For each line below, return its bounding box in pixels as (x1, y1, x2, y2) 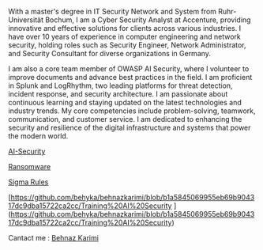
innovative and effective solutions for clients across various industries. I (8, 24, 242, 32)
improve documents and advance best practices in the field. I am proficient (8, 73, 253, 81)
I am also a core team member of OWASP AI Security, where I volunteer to (8, 64, 250, 74)
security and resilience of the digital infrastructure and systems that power (8, 123, 251, 132)
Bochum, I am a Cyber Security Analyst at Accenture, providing (44, 15, 251, 25)
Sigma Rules (8, 177, 49, 187)
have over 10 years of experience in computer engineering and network (8, 32, 241, 41)
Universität (8, 15, 43, 25)
